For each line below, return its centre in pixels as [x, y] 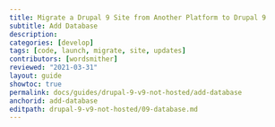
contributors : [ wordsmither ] [64, 59]
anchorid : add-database [54, 101]
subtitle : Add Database [54, 26]
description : [34, 34]
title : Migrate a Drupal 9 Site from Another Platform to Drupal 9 [138, 17]
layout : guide [36, 76]
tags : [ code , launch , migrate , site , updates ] [98, 51]
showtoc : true [36, 84]
